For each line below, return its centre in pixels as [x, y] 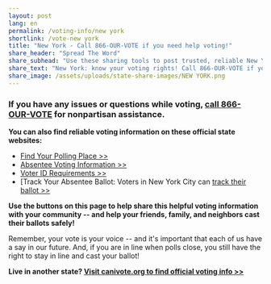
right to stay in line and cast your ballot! [74, 256]
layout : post [30, 16]
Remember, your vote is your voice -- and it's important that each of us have [135, 238]
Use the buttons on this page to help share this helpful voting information [133, 206]
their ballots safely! [42, 223]
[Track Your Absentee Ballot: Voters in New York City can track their [133, 182]
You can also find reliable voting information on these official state [122, 132]
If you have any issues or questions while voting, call [114, 104]
